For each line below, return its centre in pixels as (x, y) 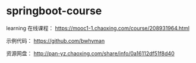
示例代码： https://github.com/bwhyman (56, 40)
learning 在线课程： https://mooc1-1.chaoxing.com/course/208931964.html (98, 28)
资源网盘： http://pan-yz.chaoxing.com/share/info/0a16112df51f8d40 (90, 53)
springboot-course (54, 11)
